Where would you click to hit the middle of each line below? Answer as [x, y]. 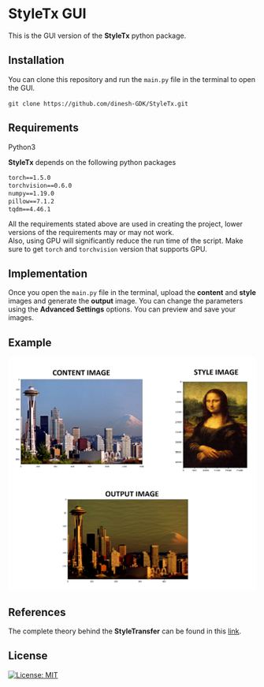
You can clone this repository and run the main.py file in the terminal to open [132, 79]
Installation [36, 60]
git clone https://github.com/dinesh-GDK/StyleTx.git [99, 103]
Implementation [48, 273]
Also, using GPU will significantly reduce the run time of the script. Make [126, 241]
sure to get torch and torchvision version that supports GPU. [108, 248]
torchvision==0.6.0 [40, 185]
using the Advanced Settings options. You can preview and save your [122, 309]
